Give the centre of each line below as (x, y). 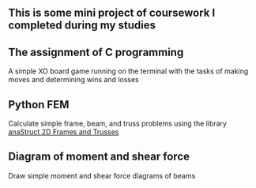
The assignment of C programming (96, 52)
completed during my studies (82, 26)
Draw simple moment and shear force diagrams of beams (102, 175)
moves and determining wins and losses (74, 80)
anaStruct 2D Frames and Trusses (64, 132)
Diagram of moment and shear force (99, 157)
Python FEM (39, 105)
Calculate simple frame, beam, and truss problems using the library (118, 124)
